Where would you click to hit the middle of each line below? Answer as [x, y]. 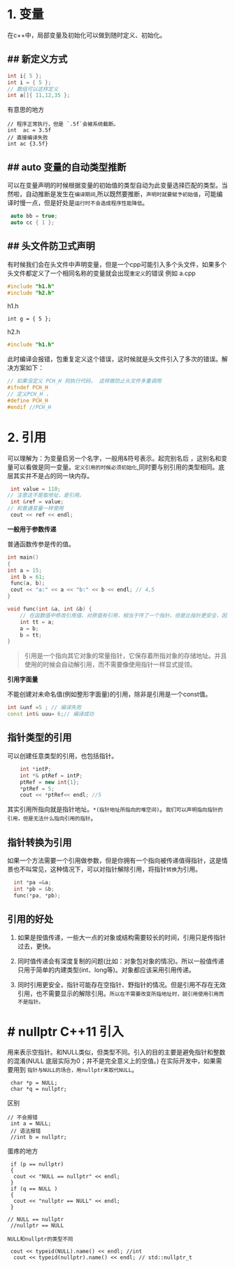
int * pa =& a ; [33, 883]
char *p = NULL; [34, 1083]
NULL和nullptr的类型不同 [40, 1239]
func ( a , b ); [28, 583]
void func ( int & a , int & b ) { [50, 609]
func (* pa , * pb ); [37, 896]
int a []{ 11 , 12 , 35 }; [39, 95]
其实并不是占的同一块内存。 [53, 475]
